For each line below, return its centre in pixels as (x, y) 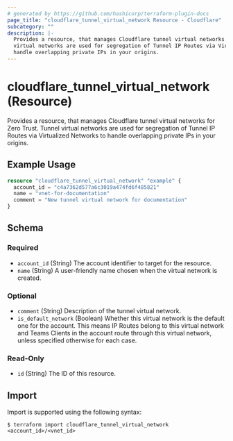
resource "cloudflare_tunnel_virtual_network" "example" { (94, 181)
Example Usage (42, 165)
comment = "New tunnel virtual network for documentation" (101, 200)
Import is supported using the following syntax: (75, 412)
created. (29, 278)
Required (23, 248)
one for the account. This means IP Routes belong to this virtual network (120, 325)
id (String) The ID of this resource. (67, 374)
